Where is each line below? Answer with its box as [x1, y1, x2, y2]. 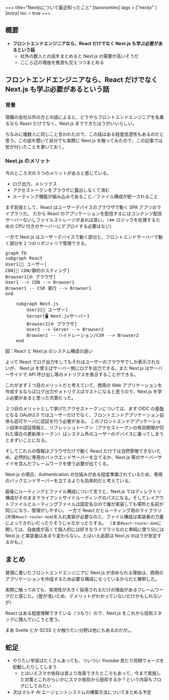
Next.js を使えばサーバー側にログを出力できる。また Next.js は [19, 365, 150, 371]
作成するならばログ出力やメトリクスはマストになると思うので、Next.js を [5, 388, 158, 395]
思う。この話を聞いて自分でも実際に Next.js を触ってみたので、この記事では [5, 137, 163, 143]
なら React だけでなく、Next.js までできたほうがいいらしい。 [9, 120, 137, 126]
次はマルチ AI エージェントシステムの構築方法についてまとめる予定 [12, 689, 152, 695]
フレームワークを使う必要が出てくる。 [31, 460, 111, 466]
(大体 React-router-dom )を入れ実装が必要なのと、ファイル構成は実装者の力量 [5, 513, 164, 519]
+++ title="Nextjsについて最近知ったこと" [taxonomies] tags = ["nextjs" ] [5, 5, 157, 10]
